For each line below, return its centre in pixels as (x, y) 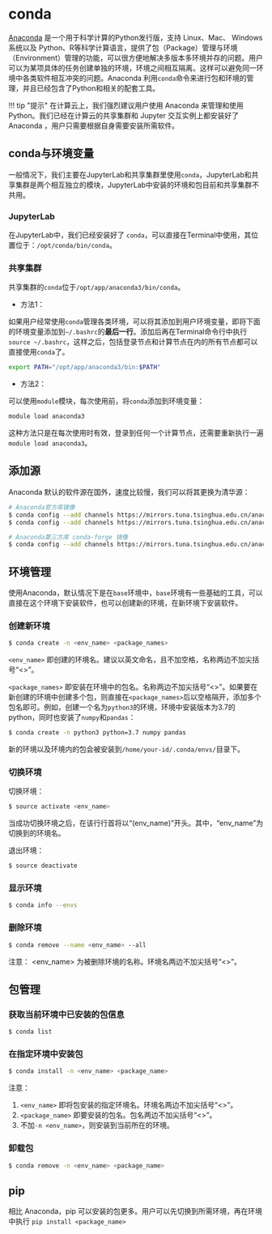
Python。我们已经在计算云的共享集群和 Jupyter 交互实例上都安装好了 (123, 115)
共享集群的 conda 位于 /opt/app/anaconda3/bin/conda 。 (97, 287)
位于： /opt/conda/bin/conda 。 (66, 245)
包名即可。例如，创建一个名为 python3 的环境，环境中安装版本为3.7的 (122, 707)
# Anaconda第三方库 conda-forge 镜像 (68, 537)
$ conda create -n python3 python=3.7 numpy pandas (97, 733)
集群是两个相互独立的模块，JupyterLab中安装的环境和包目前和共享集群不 (137, 185)
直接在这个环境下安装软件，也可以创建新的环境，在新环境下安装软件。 (125, 603)
